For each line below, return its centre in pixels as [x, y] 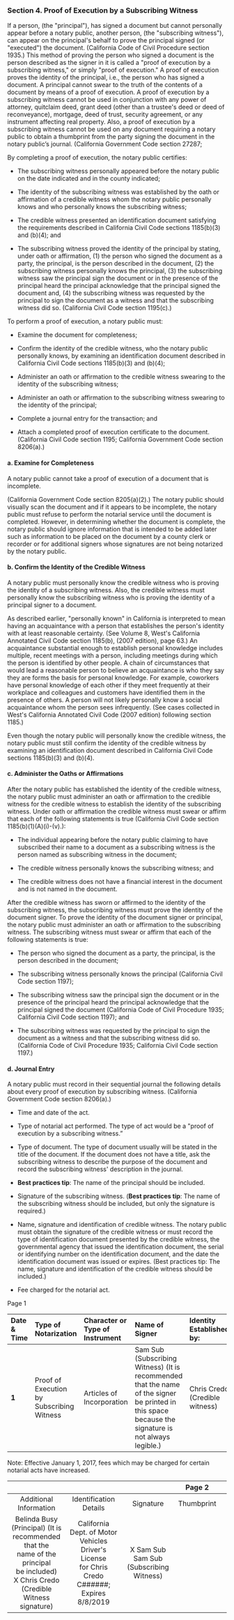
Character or [105, 1321]
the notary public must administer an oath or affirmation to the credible [109, 796]
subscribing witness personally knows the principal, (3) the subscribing [120, 271]
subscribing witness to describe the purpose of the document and [112, 1162]
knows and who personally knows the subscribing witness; [102, 207]
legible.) [148, 1446]
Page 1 [17, 1304]
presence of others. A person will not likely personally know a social [105, 700]
